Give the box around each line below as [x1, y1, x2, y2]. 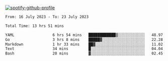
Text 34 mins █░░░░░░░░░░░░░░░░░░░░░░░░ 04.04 [5, 46, 163, 51]
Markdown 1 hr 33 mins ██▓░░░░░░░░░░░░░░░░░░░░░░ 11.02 [5, 41, 163, 47]
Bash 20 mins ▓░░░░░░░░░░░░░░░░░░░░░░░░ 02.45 [5, 51, 163, 56]
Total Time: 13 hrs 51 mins [5, 23, 64, 28]
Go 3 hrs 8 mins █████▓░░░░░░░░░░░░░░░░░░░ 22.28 [5, 37, 163, 42]
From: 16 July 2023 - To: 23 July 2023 [5, 14, 89, 19]
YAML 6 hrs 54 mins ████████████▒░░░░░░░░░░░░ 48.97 [5, 32, 163, 37]
